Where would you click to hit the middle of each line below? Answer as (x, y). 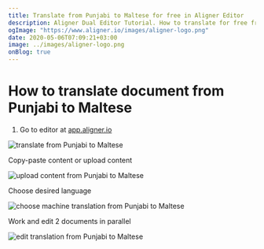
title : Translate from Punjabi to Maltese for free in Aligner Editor (126, 15)
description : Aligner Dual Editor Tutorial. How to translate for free (128, 23)
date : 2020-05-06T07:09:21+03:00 (63, 37)
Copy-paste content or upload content (70, 160)
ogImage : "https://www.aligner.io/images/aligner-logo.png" (109, 30)
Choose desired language (50, 191)
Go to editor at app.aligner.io (66, 129)
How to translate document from (116, 91)
